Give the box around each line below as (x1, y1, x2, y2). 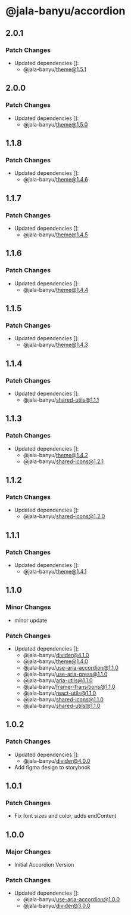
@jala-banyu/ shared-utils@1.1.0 (23, 703, 101, 710)
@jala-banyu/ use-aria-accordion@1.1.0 (23, 664, 118, 671)
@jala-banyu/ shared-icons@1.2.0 (23, 513, 105, 520)
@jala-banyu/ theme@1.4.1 (23, 568, 87, 575)
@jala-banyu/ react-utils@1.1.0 (23, 689, 96, 697)
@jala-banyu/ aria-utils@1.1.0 (23, 677, 93, 684)
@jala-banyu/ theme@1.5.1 (23, 66, 87, 73)
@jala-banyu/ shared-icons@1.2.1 (23, 458, 104, 465)
